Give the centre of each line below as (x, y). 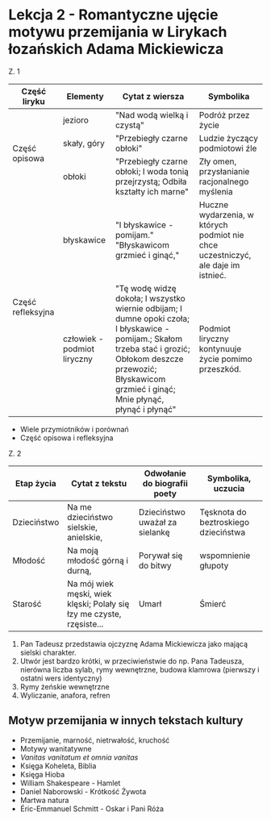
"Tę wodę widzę (146, 288)
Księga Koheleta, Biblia (58, 766)
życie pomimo (225, 359)
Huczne (214, 205)
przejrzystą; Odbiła (151, 181)
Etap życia (35, 483)
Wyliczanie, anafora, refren (65, 695)
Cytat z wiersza (153, 96)
